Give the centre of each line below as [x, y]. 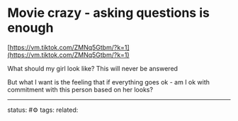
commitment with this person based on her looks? [80, 89]
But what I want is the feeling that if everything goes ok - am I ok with [109, 82]
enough [30, 28]
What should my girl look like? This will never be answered [93, 68]
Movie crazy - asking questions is [109, 13]
